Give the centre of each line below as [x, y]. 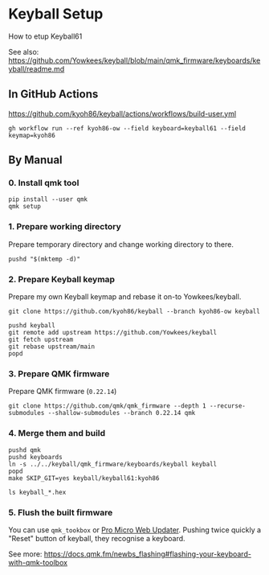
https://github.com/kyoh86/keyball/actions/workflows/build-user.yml [122, 113]
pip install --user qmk [48, 199]
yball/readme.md [37, 68]
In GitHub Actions [53, 94]
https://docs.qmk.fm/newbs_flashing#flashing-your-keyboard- [147, 554]
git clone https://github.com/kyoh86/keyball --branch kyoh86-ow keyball [134, 312]
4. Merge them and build [57, 433]
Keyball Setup [56, 14]
